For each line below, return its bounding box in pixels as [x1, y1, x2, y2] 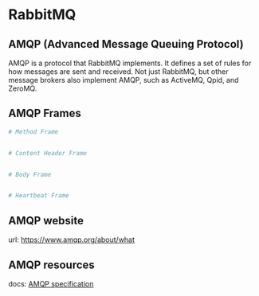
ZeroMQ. [8, 84, 37, 93]
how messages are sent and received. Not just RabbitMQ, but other [8, 67, 229, 76]
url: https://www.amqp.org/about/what [8, 235, 135, 244]
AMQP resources [8, 258, 96, 271]
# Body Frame [8, 170, 52, 178]
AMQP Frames [8, 107, 81, 120]
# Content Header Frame [8, 149, 88, 157]
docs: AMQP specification [8, 278, 94, 288]
